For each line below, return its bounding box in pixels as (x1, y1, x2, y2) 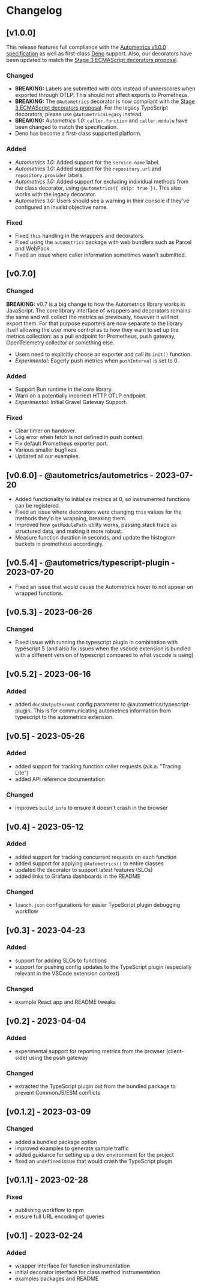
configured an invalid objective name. (14, 203, 108, 211)
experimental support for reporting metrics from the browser (14, 1047, 165, 1054)
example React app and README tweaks (14, 998, 116, 1006)
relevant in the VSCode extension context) (14, 969, 120, 977)
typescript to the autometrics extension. (14, 714, 114, 721)
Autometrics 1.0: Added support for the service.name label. (14, 158, 160, 166)
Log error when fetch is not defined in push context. (14, 434, 144, 441)
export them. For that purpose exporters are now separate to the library (6, 320, 183, 327)
